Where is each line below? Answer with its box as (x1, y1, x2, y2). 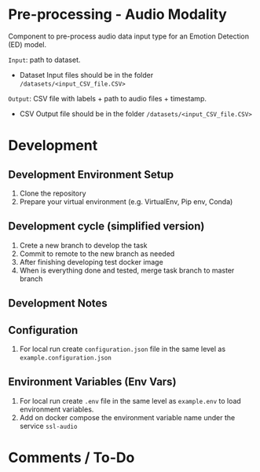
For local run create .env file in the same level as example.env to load (19, 396, 241, 405)
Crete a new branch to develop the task (19, 240, 148, 250)
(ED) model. (8, 39, 47, 49)
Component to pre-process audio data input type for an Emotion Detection (8, 31, 250, 41)
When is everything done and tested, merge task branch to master (19, 265, 235, 275)
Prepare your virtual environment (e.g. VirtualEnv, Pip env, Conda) (19, 196, 233, 206)
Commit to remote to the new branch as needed (19, 249, 175, 258)
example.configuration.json (19, 353, 112, 362)
